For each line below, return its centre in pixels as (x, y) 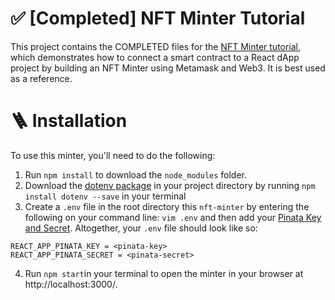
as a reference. (41, 78)
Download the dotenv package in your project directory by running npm (170, 185)
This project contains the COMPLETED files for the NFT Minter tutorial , (156, 46)
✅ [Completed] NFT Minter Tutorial (158, 18)
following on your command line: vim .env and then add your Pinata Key (173, 217)
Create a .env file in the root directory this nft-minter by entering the (167, 206)
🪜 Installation (69, 121)
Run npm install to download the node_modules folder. (136, 174)
